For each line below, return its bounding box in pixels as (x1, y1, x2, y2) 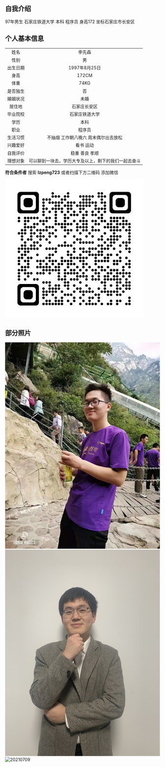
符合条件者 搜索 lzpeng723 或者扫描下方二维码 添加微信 (5, 170, 119, 175)
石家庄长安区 (72, 104, 98, 110)
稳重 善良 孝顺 (70, 150, 99, 156)
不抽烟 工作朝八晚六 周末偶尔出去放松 (47, 135, 123, 141)
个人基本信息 (5, 34, 44, 43)
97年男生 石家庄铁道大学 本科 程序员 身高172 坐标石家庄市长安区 (5, 19, 135, 25)
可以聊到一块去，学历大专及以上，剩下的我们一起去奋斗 (28, 158, 141, 164)
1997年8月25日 (68, 64, 101, 70)
